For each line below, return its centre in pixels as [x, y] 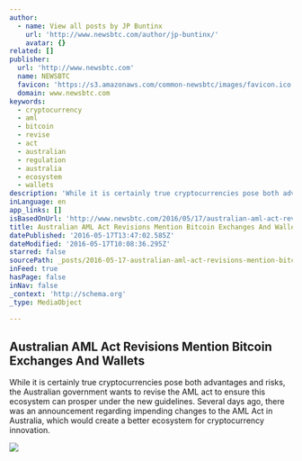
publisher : [30, 59]
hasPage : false [38, 277]
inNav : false [34, 285]
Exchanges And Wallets [77, 361]
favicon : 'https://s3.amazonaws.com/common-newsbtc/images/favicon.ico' [156, 85]
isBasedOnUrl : [36, 218]
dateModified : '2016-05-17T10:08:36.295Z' [90, 244]
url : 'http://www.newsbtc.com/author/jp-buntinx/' [122, 34]
